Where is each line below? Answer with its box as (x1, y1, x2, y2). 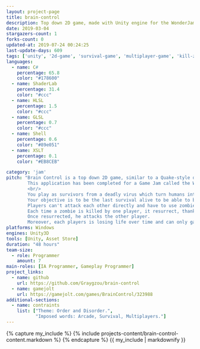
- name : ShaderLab (11, 81, 58, 87)
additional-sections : (6, 297, 60, 303)
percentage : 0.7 (17, 120, 58, 126)
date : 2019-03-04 (6, 25, 49, 32)
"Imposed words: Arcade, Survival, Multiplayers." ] (35, 314, 167, 320)
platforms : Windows (6, 225, 55, 231)
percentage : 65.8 (17, 70, 60, 76)
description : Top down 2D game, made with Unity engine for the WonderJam (6, 20, 196, 26)
